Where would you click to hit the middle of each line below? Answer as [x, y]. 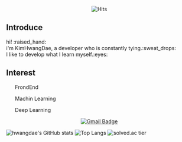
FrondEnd [27, 87]
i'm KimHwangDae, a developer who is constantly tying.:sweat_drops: [91, 48]
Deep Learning [33, 110]
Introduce [25, 27]
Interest [21, 73]
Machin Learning [35, 98]
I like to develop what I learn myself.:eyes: [57, 54]
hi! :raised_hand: [26, 42]
